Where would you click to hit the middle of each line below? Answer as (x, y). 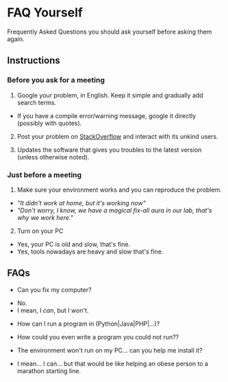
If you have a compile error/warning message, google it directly (106, 115)
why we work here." (45, 217)
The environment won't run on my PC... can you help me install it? (110, 350)
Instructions (34, 61)
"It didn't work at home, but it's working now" (81, 203)
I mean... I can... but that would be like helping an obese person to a (113, 363)
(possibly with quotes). (49, 123)
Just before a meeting (45, 175)
